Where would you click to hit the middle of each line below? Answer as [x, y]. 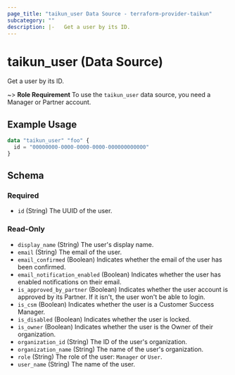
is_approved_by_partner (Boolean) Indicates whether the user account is [123, 289]
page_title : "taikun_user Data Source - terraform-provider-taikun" [110, 14]
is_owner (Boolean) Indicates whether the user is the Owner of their [115, 326]
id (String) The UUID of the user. [65, 211]
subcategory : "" [31, 20]
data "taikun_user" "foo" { [49, 141]
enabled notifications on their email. [69, 281]
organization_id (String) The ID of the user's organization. [102, 341]
